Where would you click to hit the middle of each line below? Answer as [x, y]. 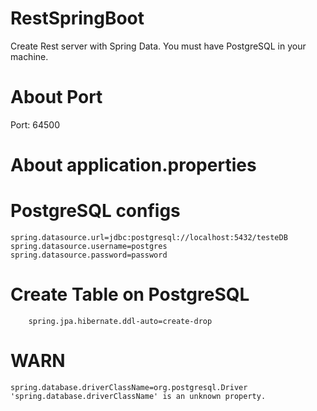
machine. [29, 56]
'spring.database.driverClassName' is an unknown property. [138, 396]
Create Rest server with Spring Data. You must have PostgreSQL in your [158, 46]
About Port [56, 97]
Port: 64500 [35, 124]
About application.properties [133, 165]
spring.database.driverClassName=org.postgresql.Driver [129, 387]
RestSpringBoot [77, 18]
